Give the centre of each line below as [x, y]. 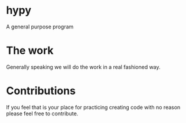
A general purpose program [40, 27]
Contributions [41, 91]
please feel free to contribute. [42, 114]
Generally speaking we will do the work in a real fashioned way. [83, 67]
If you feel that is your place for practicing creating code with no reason [93, 107]
